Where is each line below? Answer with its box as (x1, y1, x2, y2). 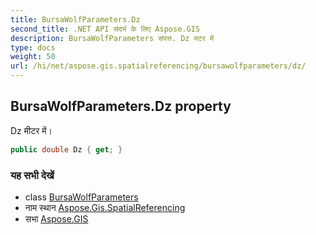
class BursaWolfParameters (24, 191, 139, 203)
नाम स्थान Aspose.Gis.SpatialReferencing (24, 201, 186, 213)
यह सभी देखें (10, 168, 55, 182)
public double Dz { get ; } (10, 144, 123, 155)
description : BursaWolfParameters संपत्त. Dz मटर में (10, 33, 215, 43)
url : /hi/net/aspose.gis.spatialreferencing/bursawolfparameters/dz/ (10, 61, 307, 71)
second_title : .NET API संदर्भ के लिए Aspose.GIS (10, 24, 200, 34)
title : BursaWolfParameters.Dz (10, 14, 141, 25)
